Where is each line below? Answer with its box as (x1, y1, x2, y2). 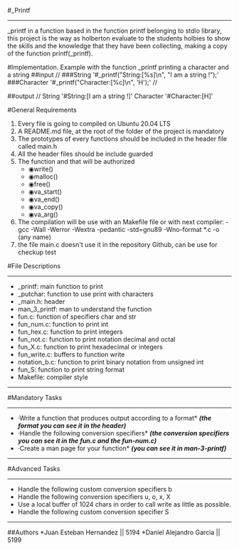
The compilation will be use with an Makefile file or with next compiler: (17, 218, 224, 226)
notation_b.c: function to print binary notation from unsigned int (17, 358, 204, 366)
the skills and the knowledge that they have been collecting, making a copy (7, 42, 228, 50)
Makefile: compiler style (17, 373, 89, 381)
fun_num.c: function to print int (17, 320, 109, 328)
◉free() (28, 180, 51, 188)
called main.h (17, 142, 58, 150)
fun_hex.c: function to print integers (17, 327, 123, 336)
